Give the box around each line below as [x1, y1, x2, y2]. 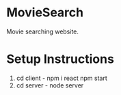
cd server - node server [16, 81, 84, 90]
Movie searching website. [6, 27, 79, 36]
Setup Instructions [6, 51, 114, 67]
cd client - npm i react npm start [16, 74, 107, 82]
